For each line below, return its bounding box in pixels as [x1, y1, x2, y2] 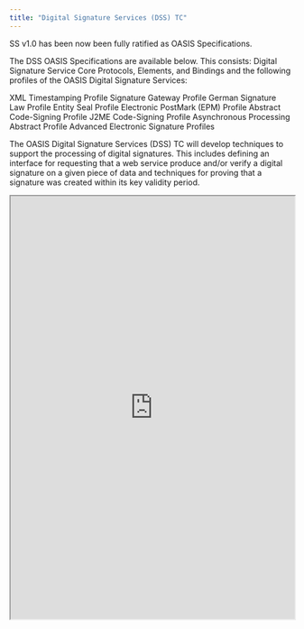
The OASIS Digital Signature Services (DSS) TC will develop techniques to [9, 138, 284, 149]
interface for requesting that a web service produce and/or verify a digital [9, 157, 283, 168]
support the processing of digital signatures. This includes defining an [9, 148, 270, 159]
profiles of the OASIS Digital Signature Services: [9, 74, 188, 86]
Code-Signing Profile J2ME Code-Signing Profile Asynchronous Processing [9, 111, 290, 122]
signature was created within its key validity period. [9, 177, 200, 188]
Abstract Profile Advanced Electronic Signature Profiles [9, 121, 215, 132]
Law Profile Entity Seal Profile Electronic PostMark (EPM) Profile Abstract [9, 101, 281, 113]
